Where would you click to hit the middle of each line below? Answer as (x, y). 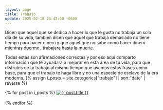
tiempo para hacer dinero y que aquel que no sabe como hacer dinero (75, 43)
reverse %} (16, 83)
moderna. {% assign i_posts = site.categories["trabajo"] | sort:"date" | (75, 78)
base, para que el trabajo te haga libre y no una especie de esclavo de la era (81, 73)
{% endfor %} (19, 103)
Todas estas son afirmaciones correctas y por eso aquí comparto (71, 57)
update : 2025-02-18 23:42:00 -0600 (41, 18)
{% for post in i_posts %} (30, 92)
